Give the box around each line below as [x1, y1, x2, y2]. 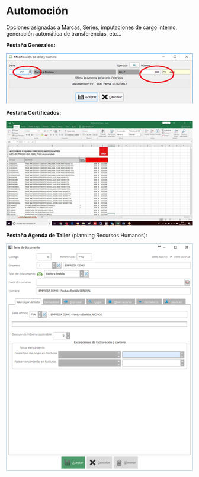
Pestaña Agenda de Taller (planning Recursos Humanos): [6, 232, 147, 239]
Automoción [6, 4, 68, 18]
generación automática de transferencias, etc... [6, 30, 122, 37]
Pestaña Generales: [6, 41, 56, 49]
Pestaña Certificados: [6, 109, 62, 116]
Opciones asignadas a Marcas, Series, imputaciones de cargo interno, [6, 24, 178, 31]
